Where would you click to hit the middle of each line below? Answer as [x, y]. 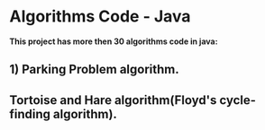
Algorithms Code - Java [100, 17]
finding [30, 114]
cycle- [238, 100]
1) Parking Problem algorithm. [95, 69]
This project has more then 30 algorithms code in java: [114, 41]
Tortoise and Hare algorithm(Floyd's [113, 100]
